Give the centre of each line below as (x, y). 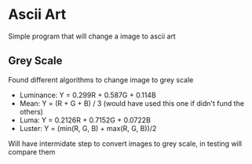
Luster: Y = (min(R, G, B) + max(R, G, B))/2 (88, 128)
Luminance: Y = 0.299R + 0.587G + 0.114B (88, 95)
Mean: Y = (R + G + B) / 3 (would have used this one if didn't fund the (132, 103)
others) (31, 111)
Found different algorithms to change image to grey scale (101, 79)
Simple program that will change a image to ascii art (92, 36)
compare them (32, 151)
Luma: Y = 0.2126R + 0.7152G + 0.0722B (85, 120)
